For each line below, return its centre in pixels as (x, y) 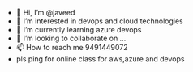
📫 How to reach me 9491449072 (72, 47)
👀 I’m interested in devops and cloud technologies (100, 21)
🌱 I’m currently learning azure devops (79, 30)
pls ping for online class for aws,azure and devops (100, 59)
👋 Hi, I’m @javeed (45, 13)
